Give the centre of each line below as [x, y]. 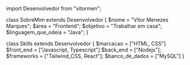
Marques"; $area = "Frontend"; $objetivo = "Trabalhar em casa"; [84, 26]
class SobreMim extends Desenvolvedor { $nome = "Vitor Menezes [87, 20]
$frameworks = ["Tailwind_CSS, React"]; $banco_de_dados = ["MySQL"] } [95, 56]
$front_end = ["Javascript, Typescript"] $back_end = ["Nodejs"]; [84, 50]
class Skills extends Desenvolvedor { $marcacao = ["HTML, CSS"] [86, 44]
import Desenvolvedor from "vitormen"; [54, 8]
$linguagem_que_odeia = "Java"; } [47, 32]
